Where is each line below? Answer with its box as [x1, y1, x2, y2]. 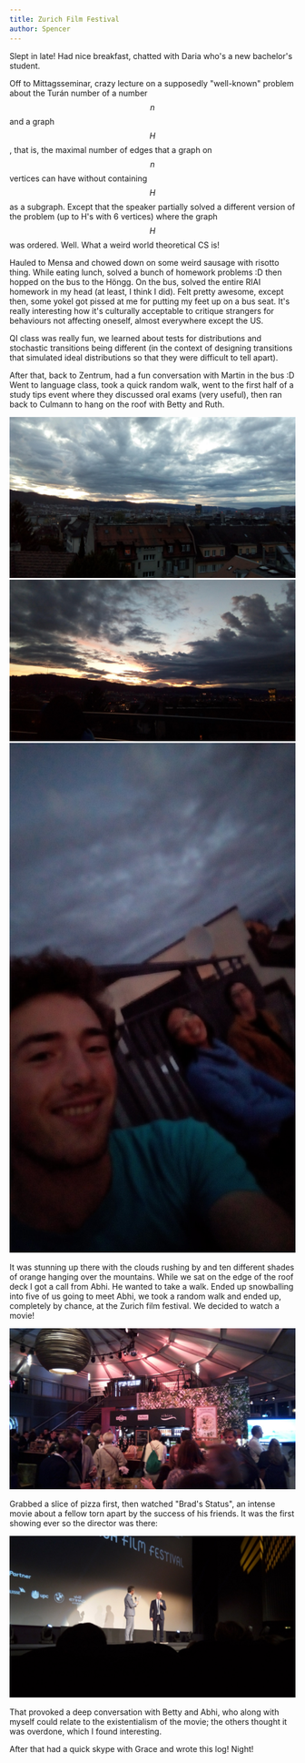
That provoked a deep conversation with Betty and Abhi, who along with [9, 1707, 280, 1717]
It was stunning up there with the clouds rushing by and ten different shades [9, 1261, 295, 1272]
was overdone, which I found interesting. [9, 1726, 162, 1737]
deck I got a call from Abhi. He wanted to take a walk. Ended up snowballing [9, 1281, 294, 1292]
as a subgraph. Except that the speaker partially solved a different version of [9, 201, 296, 212]
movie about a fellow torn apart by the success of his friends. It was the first [9, 1508, 295, 1519]
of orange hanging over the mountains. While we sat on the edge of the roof [9, 1271, 294, 1282]
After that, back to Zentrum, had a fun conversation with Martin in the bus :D [9, 370, 295, 380]
